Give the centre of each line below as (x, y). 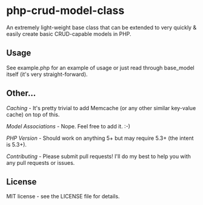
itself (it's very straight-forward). (47, 74)
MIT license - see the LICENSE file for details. (63, 196)
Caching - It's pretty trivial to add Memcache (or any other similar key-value (101, 108)
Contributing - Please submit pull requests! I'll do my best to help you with (98, 156)
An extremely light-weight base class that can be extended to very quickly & (101, 27)
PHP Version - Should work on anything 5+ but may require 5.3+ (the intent (100, 138)
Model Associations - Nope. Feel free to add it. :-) (68, 126)
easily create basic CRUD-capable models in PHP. (69, 33)
